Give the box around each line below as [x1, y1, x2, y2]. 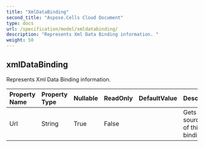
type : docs [6, 20, 34, 26]
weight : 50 [6, 37, 34, 43]
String [41, 119, 59, 128]
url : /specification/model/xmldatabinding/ [6, 26, 118, 32]
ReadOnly [104, 94, 134, 102]
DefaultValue [138, 94, 177, 102]
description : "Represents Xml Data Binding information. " [6, 32, 159, 38]
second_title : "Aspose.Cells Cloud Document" [6, 15, 123, 21]
